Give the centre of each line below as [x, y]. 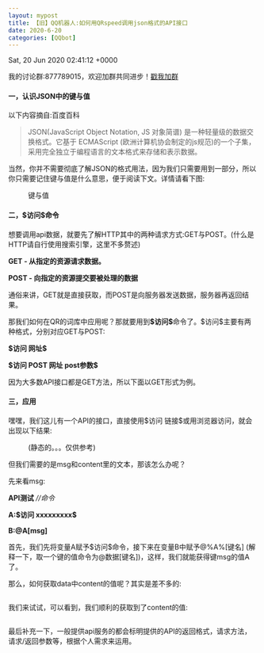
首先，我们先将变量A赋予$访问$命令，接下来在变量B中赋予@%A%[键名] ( [128, 547]
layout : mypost [33, 15]
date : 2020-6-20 [35, 30]
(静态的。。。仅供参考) [62, 447]
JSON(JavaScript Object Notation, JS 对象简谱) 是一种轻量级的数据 [137, 132]
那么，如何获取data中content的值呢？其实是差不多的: [95, 583]
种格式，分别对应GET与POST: [57, 331]
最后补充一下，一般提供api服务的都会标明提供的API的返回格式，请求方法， [130, 631]
